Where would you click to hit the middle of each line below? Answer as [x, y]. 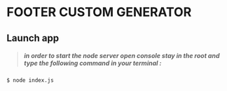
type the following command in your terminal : [92, 63]
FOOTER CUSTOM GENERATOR [99, 12]
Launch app [33, 38]
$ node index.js [30, 80]
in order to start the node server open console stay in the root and [122, 56]
